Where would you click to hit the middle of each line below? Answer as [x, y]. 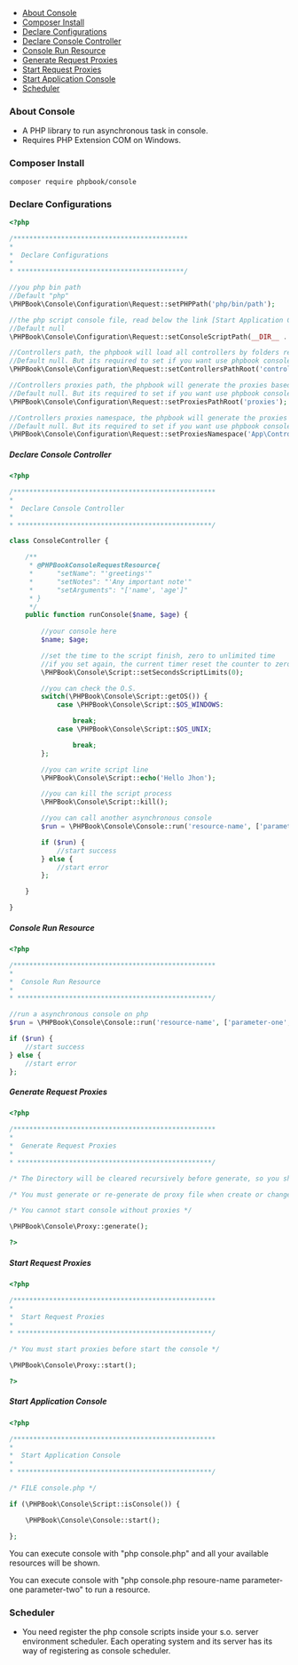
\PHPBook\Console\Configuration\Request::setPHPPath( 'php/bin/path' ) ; [142, 304]
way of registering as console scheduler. [96, 1650]
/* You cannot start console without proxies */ [101, 1211]
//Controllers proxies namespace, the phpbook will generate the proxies [149, 418]
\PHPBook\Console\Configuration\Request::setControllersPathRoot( [134, 369]
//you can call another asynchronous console [127, 818]
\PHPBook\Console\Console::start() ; [93, 1520]
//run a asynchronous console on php [79, 1014]
